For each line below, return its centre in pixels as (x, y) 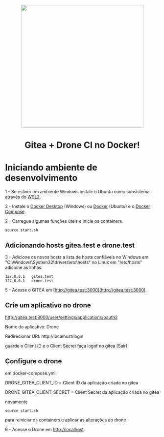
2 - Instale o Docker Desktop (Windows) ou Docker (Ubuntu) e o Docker (78, 206)
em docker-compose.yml (30, 373)
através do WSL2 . (23, 197)
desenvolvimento (41, 178)
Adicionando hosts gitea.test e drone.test (70, 245)
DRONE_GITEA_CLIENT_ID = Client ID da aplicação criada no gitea (72, 382)
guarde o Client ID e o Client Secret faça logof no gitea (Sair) (66, 346)
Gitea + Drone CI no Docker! (82, 145)
